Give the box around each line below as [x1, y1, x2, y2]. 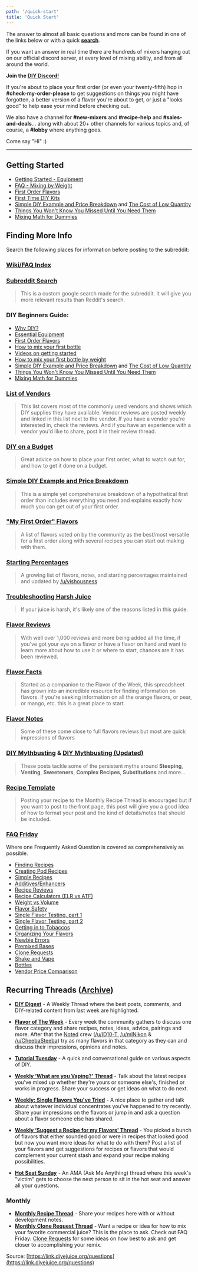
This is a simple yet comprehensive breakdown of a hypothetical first [20, 490, 189, 497]
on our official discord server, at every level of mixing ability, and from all [6, 54, 183, 61]
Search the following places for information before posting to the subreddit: [6, 246, 190, 254]
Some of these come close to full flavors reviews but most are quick [20, 728, 186, 735]
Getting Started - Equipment [14, 176, 84, 183]
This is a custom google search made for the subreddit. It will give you [20, 290, 192, 297]
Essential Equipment [14, 331, 65, 338]
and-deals [6, 120, 32, 127]
